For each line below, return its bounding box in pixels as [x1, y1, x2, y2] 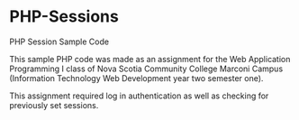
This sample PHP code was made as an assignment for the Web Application [9, 53, 291, 64]
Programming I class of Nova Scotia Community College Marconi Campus [9, 63, 284, 74]
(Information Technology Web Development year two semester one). [9, 72, 264, 83]
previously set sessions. [9, 99, 99, 110]
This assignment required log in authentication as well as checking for [9, 90, 269, 101]
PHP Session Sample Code [9, 36, 110, 47]
